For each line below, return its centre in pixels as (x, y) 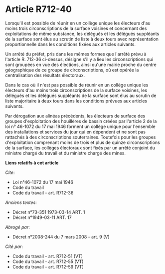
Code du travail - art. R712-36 (43, 192)
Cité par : (14, 246)
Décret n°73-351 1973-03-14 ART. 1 (49, 212)
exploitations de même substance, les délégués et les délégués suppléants (82, 33)
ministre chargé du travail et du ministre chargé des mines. (66, 153)
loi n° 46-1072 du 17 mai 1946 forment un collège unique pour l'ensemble (80, 126)
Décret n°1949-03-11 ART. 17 (42, 217)
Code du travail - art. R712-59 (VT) (48, 266)
